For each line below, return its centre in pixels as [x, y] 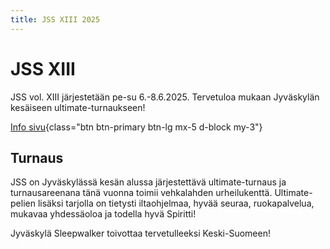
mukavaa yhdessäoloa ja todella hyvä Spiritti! [103, 214]
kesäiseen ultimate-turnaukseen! [78, 107]
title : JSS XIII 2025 [55, 19]
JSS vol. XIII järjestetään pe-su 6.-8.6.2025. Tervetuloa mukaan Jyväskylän [165, 97]
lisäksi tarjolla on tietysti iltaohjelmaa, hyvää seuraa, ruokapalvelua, [176, 203]
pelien [23, 203]
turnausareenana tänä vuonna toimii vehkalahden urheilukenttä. [141, 193]
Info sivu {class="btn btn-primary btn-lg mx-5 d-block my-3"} [136, 127]
